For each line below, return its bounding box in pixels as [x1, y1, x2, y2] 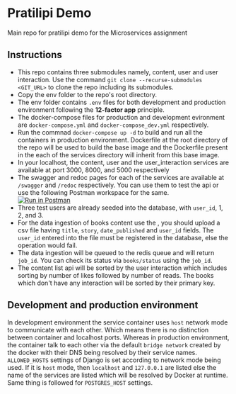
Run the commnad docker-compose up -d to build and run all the [17, 128, 203, 136]
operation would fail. [17, 241, 78, 249]
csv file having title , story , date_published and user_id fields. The [17, 225, 214, 235]
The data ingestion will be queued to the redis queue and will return [17, 248, 215, 257]
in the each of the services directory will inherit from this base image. [17, 150, 220, 159]
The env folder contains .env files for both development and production [17, 98, 226, 106]
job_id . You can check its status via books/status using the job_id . [17, 256, 213, 264]
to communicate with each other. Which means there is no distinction [7, 325, 209, 334]
